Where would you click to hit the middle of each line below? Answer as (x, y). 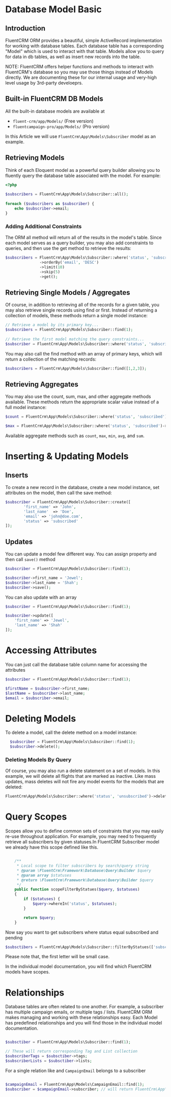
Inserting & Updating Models (67, 456)
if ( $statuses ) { (42, 899)
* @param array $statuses (44, 875)
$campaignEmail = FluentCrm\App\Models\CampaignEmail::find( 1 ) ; (75, 1084)
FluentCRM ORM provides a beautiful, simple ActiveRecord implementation (84, 40)
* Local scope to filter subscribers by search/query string (83, 866)
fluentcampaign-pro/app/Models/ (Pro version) (61, 126)
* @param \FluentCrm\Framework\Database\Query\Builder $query (84, 871)
